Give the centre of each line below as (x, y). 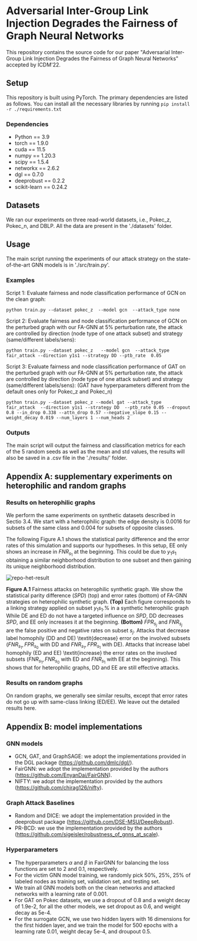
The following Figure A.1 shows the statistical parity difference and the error (98, 539)
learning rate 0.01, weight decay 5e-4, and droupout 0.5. (83, 931)
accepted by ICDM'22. (33, 64)
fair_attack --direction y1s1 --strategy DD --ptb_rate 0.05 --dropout (98, 407)
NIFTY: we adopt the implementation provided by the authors (89, 781)
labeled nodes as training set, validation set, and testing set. (87, 881)
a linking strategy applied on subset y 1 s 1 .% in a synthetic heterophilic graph (98, 609)
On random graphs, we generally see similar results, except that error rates (97, 695)
